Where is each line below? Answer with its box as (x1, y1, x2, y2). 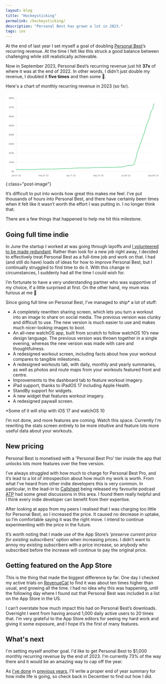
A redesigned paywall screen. (12, 398, 74, 404)
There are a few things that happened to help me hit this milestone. (5, 216, 142, 222)
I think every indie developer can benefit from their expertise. (5, 496, 130, 502)
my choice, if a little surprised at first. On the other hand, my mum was (5, 284, 149, 290)
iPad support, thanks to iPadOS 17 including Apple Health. (12, 382, 130, 388)
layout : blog (5, 8, 33, 13)
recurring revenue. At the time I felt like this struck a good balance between (5, 48, 160, 54)
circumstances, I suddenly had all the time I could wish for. (5, 269, 125, 275)
